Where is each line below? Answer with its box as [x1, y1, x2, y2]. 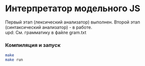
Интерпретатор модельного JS [5, 3, 141, 14]
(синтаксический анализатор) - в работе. [5, 24, 93, 30]
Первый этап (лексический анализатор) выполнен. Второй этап [5, 19, 140, 25]
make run [5, 57, 23, 63]
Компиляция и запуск [5, 42, 61, 48]
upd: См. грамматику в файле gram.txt [5, 29, 87, 35]
